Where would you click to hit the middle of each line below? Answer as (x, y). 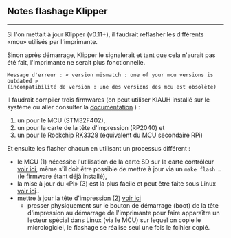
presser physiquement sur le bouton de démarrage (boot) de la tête (123, 205)
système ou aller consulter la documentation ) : (74, 107)
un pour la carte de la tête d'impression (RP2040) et (91, 127)
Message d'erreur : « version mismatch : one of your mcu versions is (110, 75)
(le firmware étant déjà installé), (62, 176)
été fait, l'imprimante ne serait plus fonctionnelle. (76, 62)
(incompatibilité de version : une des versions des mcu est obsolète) (112, 87)
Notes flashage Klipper (57, 11)
